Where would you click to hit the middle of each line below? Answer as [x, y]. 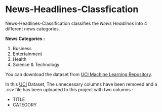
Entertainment [27, 54]
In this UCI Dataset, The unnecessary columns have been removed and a [81, 84]
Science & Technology [36, 64]
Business [22, 48]
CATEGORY [25, 104]
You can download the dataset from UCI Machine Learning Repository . [79, 74]
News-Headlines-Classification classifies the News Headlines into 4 [76, 23]
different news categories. [33, 28]
